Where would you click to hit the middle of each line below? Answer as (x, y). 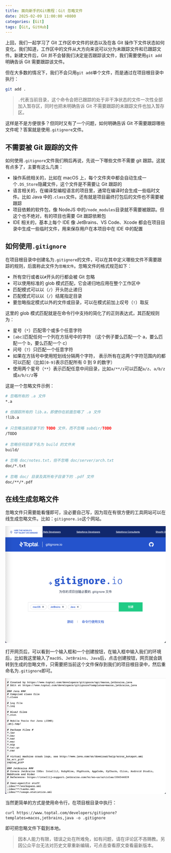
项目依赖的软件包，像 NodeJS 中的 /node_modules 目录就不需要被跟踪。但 (88, 210)
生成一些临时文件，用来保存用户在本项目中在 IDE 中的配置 (82, 228)
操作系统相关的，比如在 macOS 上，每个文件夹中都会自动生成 (77, 177)
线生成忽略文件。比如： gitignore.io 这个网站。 (55, 519)
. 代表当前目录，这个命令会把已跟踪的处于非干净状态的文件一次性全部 (90, 100)
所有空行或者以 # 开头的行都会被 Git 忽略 (54, 277)
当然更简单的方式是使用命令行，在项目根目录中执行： (61, 803)
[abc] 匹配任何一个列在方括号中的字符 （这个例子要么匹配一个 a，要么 (85, 337)
